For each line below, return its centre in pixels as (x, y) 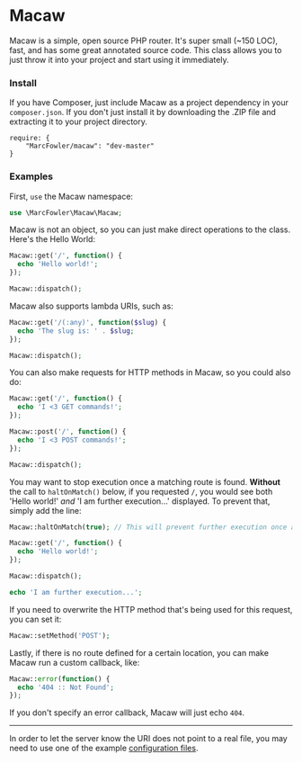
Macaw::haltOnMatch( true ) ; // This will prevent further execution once (148, 527)
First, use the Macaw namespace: (71, 196)
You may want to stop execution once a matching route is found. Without (145, 481)
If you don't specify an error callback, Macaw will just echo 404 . (127, 713)
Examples (31, 176)
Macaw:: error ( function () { (60, 679)
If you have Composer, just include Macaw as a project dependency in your (149, 103)
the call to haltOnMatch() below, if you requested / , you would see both (141, 491)
